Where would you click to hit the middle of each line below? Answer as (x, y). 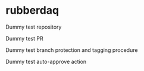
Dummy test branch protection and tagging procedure (72, 50)
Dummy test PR (24, 38)
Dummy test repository (34, 27)
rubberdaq (32, 10)
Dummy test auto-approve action (46, 61)
